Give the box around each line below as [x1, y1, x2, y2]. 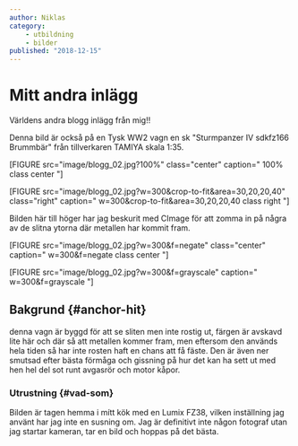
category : [9, 22, 47, 31]
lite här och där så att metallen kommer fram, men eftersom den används [9, 336, 278, 346]
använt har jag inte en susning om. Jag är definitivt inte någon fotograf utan [9, 416, 288, 427]
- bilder [25, 38, 58, 48]
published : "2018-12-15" [9, 47, 102, 56]
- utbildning [25, 30, 74, 39]
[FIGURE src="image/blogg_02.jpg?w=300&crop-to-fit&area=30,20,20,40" [9, 186, 286, 197]
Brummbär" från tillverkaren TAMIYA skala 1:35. [9, 142, 184, 153]
